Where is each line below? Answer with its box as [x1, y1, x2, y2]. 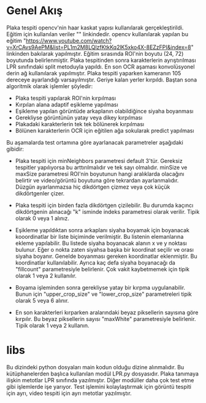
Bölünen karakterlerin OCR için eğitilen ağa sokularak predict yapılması [15, 127, 194, 134]
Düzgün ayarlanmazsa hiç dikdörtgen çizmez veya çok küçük [15, 183, 170, 190]
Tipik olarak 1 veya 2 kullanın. [15, 322, 90, 329]
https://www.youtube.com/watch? [25, 37, 112, 44]
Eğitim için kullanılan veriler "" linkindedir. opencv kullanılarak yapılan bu [6, 30, 189, 37]
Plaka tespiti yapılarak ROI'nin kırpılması [15, 94, 116, 102]
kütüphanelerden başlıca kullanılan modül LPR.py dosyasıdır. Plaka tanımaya [6, 370, 199, 377]
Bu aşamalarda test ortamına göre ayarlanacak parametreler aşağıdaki [6, 138, 184, 146]
